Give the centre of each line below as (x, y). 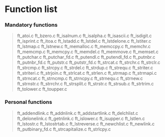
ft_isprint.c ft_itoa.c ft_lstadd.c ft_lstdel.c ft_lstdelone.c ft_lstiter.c (84, 41)
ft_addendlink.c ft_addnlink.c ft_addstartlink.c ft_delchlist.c (78, 113)
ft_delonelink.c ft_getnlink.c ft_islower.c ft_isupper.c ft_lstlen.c (81, 118)
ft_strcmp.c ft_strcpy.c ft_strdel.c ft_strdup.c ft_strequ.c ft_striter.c (85, 68)
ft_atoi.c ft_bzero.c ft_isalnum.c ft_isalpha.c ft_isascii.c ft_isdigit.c (84, 36)
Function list (31, 9)
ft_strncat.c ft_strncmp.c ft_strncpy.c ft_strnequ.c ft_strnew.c (80, 78)
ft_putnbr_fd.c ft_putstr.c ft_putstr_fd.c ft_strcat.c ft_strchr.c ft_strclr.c (89, 62)
